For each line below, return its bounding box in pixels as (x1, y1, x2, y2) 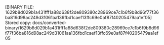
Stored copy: (5, 20, 32, 25)
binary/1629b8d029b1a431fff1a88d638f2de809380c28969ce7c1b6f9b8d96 (5, 25, 160, 31)
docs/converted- (32, 20, 67, 25)
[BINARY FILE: (5, 4, 34, 10)
